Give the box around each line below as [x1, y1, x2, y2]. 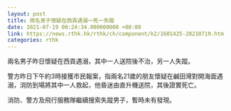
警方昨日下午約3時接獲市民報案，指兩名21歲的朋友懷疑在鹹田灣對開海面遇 [7, 72, 223, 81]
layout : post [7, 10, 46, 18]
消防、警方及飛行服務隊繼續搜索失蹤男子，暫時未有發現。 [7, 96, 176, 105]
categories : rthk [7, 37, 59, 44]
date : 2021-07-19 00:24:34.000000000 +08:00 [7, 23, 141, 30]
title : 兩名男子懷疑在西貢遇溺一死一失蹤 [7, 17, 115, 24]
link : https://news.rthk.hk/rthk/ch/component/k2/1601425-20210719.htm [7, 30, 224, 37]
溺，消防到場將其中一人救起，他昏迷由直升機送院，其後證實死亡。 [7, 81, 200, 89]
